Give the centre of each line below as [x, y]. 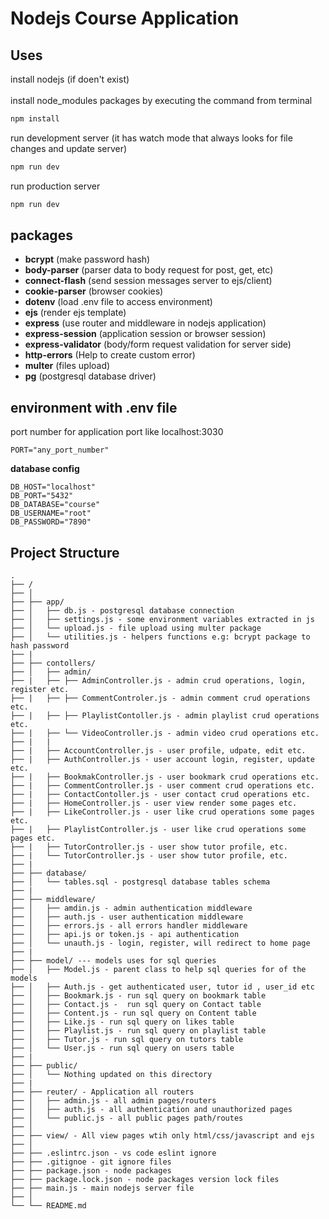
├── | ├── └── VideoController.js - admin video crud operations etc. [165, 733]
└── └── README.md [48, 1206]
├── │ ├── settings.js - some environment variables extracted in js [162, 620]
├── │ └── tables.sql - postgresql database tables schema [140, 882]
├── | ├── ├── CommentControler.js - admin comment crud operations [160, 698]
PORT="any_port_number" [60, 450]
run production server [55, 186]
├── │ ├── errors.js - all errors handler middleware [129, 926]
